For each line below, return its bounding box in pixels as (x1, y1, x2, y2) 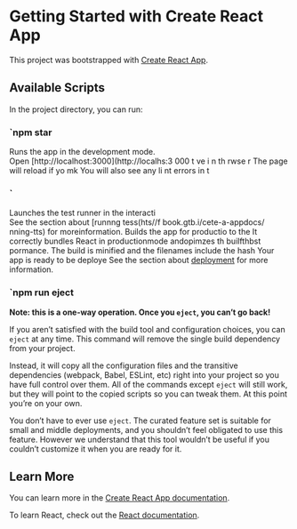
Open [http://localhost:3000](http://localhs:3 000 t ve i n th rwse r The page (9, 156, 288, 166)
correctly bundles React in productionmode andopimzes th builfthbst (9, 236, 261, 246)
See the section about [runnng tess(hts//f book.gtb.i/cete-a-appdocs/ (9, 217, 265, 228)
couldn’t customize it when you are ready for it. (9, 443, 182, 454)
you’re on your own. (9, 397, 83, 408)
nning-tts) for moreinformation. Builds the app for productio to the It (9, 227, 258, 237)
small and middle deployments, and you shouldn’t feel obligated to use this (9, 424, 283, 435)
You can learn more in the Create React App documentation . (9, 493, 230, 503)
